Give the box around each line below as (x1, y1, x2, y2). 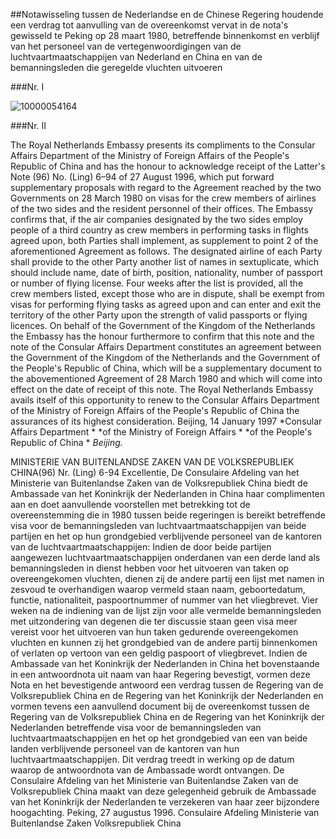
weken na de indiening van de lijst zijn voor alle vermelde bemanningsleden (10, 605, 322, 616)
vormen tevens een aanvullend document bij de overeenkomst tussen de (10, 700, 310, 712)
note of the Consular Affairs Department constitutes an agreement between (10, 341, 322, 353)
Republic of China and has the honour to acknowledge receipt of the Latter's (10, 160, 326, 172)
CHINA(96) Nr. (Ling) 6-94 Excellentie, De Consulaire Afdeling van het (10, 467, 300, 478)
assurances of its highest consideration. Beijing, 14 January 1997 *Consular (10, 415, 323, 427)
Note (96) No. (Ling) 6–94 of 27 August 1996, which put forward (10, 171, 275, 183)
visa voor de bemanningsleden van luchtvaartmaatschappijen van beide (10, 520, 307, 531)
